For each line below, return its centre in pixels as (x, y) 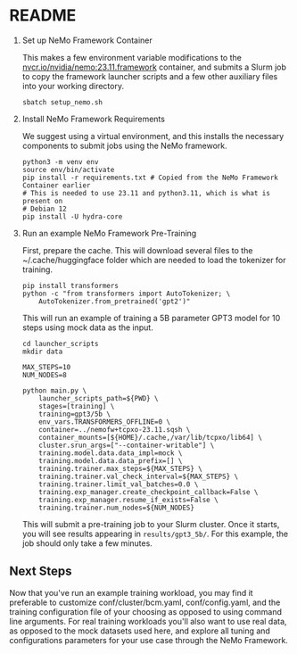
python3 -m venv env (60, 161)
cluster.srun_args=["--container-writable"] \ (127, 445)
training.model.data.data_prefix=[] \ (111, 460)
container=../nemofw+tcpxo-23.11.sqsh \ (115, 429)
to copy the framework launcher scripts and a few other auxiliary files (150, 76)
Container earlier (56, 185)
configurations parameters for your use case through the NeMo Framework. (148, 640)
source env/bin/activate (68, 170)
